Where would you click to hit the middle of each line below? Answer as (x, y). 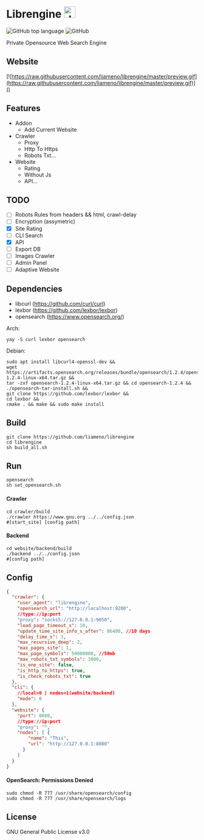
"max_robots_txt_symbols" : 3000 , (59, 659)
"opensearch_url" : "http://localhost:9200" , (74, 609)
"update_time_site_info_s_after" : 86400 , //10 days (84, 631)
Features (23, 108)
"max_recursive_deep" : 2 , (50, 642)
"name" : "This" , (49, 738)
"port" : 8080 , (35, 716)
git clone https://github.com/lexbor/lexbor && (68, 394)
